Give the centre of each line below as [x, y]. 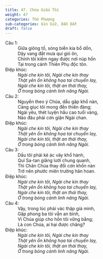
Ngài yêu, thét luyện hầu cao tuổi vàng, [58, 112]
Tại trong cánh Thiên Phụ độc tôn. [53, 64]
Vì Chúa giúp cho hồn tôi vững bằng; [55, 219]
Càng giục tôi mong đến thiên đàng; [54, 107]
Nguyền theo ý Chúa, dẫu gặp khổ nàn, [58, 102]
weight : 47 [16, 15]
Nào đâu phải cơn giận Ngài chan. [52, 118]
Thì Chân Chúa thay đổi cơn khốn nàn [56, 166]
